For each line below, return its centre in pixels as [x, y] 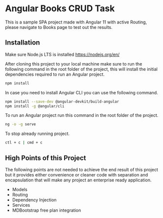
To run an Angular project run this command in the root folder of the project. [82, 115]
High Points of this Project [46, 158]
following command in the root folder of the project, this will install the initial [81, 69]
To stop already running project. [37, 134]
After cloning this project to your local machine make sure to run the [74, 64]
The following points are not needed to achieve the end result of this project [81, 170]
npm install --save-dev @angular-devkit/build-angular [62, 101]
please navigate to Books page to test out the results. [59, 27]
